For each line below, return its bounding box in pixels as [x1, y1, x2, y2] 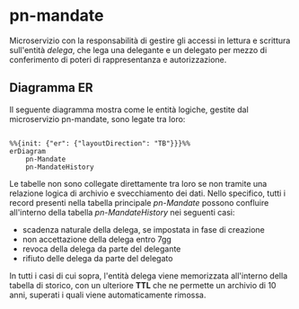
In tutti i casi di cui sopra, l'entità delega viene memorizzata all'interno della [9, 270, 288, 281]
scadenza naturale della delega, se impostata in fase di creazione [22, 224, 265, 234]
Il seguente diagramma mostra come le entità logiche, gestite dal [9, 104, 249, 115]
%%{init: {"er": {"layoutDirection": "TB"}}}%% [9, 138, 191, 148]
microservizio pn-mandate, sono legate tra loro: [9, 113, 186, 124]
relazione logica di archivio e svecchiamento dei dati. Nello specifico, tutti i [9, 188, 286, 199]
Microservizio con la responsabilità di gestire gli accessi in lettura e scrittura [9, 35, 291, 46]
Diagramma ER [9, 80, 93, 95]
